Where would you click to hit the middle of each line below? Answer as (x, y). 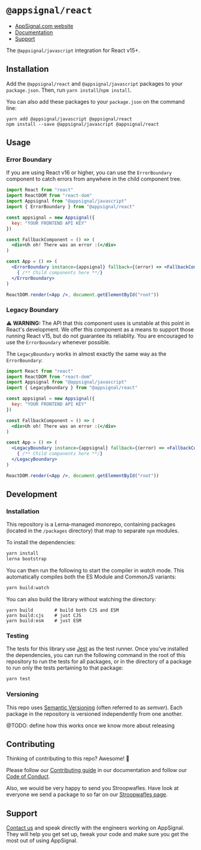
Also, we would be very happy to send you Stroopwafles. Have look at (92, 788)
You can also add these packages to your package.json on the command (96, 101)
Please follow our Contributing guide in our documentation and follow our (97, 770)
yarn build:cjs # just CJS (44, 616)
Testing (17, 635)
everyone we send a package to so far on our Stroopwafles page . (87, 795)
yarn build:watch (28, 588)
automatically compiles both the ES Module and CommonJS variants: (91, 577)
